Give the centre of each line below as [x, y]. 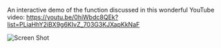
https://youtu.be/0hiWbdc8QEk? [73, 17]
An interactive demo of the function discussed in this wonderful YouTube [111, 10]
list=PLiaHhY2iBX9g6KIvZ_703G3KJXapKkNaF [74, 24]
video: [16, 17]
